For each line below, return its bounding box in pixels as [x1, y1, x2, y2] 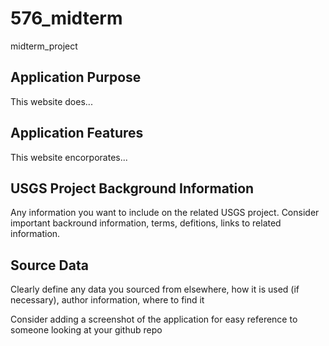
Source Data [10, 257, 89, 274]
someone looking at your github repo [10, 324, 163, 336]
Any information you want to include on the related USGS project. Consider [10, 207, 320, 219]
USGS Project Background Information [10, 180, 255, 197]
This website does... [10, 95, 93, 107]
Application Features [10, 125, 144, 142]
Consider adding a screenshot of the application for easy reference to [10, 313, 298, 326]
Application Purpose [10, 69, 142, 86]
